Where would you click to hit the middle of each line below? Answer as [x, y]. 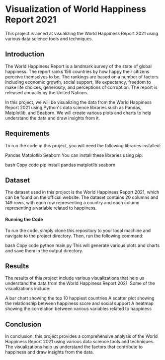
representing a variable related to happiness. [51, 208]
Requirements [27, 134]
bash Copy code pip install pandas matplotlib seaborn [60, 165]
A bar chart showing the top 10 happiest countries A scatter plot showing [80, 298]
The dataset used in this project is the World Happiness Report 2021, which [82, 192]
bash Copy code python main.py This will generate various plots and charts [82, 245]
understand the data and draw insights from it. [53, 118]
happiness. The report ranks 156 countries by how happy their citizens [77, 71]
